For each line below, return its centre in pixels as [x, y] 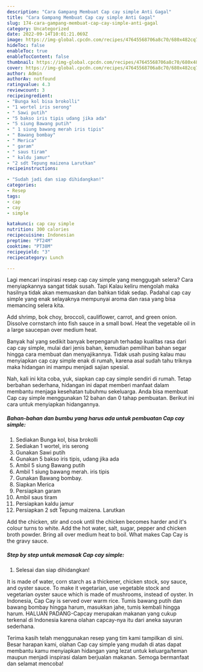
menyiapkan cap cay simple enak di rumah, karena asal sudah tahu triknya [99, 361]
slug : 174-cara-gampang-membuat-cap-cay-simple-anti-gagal [83, 23]
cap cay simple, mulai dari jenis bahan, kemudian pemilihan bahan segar [97, 348]
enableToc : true [27, 51]
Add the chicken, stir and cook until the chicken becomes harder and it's [97, 522]
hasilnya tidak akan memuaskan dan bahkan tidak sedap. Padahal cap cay [99, 293]
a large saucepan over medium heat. [52, 330]
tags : [14, 196]
